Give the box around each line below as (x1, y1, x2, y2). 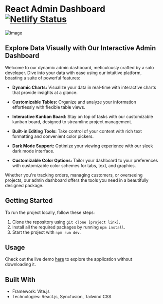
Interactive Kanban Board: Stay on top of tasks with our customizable (12, 114, 153, 119)
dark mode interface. (12, 148, 54, 154)
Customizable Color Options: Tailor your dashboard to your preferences (12, 157, 158, 163)
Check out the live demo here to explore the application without (5, 256, 132, 262)
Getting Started (5, 196, 53, 205)
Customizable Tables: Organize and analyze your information (12, 99, 136, 105)
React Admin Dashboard (5, 3, 106, 15)
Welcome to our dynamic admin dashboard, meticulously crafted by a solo (5, 64, 154, 70)
